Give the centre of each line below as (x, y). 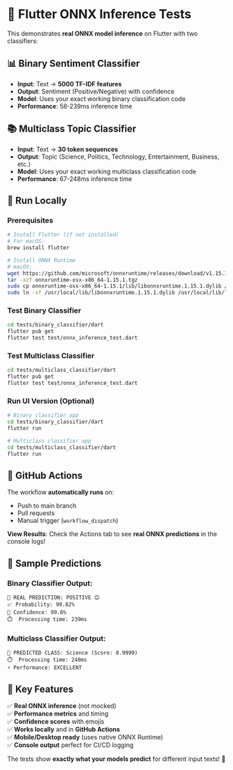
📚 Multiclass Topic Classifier (72, 129)
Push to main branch (47, 506)
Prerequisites (30, 220)
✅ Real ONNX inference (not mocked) (62, 706)
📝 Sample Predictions (54, 563)
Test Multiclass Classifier (51, 356)
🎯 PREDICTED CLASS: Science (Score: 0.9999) (72, 653)
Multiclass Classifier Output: (57, 638)
